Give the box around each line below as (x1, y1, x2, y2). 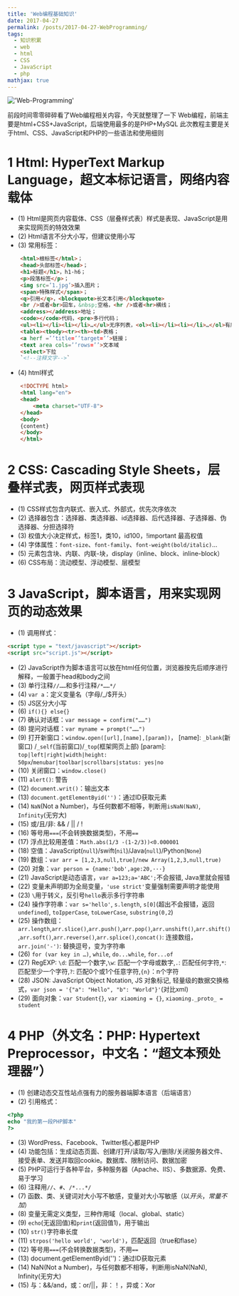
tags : (7, 30, 23, 38)
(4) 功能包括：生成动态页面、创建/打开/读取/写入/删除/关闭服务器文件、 (17, 1147, 227, 1156)
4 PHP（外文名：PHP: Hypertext (7, 1028, 201, 1044)
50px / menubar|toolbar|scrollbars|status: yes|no (17, 757, 164, 766)
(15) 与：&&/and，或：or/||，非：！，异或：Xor (17, 1281, 156, 1290)
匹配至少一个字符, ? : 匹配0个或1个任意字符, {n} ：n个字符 (17, 967, 179, 975)
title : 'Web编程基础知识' (7, 10, 78, 18)
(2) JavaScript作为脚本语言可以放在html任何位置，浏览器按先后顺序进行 (17, 663, 228, 672)
